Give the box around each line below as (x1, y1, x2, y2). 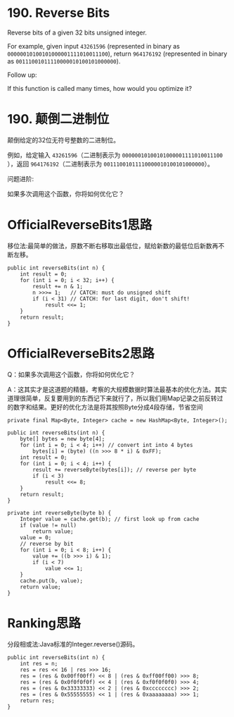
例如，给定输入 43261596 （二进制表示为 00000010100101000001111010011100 (7, 150, 223, 159)
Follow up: (7, 71, 37, 79)
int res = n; (20, 660, 58, 667)
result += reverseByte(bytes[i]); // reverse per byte (32, 466, 197, 473)
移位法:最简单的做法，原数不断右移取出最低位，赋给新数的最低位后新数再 (7, 241, 219, 250)
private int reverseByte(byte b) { (7, 509, 112, 516)
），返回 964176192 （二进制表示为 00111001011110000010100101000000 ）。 (7, 159, 214, 168)
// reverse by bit (20, 540, 74, 547)
